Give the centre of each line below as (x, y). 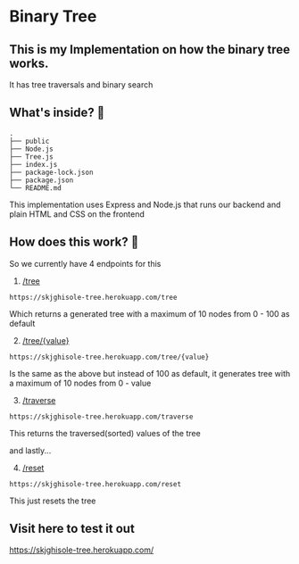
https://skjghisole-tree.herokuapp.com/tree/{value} (109, 357)
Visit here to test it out (72, 529)
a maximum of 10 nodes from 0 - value (80, 383)
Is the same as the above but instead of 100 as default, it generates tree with (150, 373)
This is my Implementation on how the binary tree (150, 50)
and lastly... (30, 450)
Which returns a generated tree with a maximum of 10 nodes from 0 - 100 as (149, 313)
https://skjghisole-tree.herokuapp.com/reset (95, 484)
